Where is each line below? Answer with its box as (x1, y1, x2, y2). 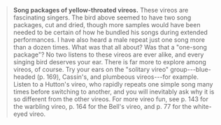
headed (13, 73, 36, 81)
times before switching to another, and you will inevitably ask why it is (13, 87, 215, 96)
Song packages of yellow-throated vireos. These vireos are (13, 6, 189, 14)
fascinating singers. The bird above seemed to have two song (13, 13, 192, 22)
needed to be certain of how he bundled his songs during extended (13, 28, 208, 36)
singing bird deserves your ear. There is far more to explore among (13, 58, 207, 66)
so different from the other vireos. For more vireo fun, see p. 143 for (13, 95, 209, 103)
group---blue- (170, 66, 211, 73)
